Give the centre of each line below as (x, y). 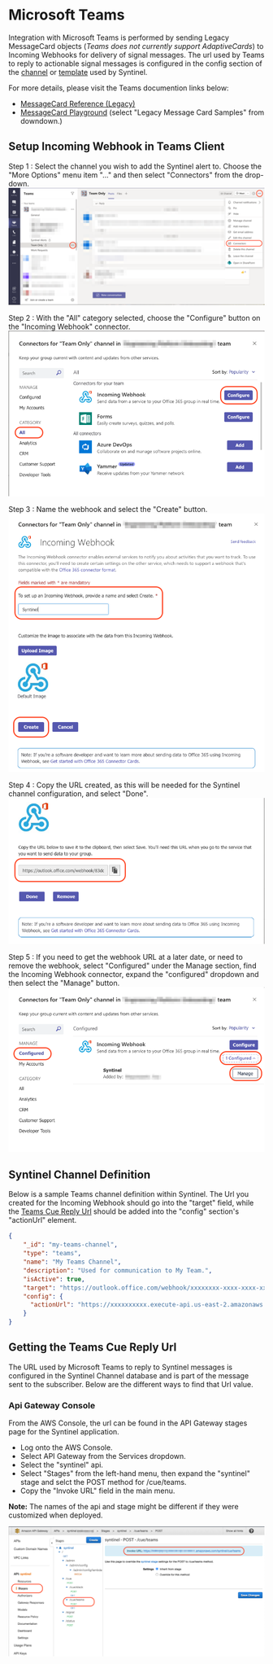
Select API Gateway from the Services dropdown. (103, 1456)
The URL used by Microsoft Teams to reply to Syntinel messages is (121, 1367)
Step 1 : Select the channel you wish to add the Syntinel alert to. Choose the (135, 166)
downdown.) (41, 120)
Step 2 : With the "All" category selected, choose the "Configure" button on (134, 318)
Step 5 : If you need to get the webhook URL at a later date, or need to (126, 957)
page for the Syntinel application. (64, 1432)
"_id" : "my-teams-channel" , (70, 1245)
